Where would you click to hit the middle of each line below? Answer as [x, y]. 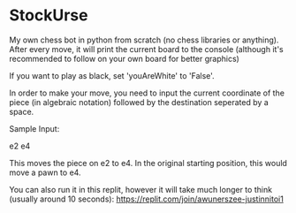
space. [22, 111]
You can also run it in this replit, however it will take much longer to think [140, 189]
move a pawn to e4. [45, 172]
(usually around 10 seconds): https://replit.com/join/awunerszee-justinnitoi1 [147, 199]
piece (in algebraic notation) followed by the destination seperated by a [139, 102]
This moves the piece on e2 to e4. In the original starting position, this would [148, 163]
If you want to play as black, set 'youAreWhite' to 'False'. [112, 75]
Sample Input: [34, 128]
